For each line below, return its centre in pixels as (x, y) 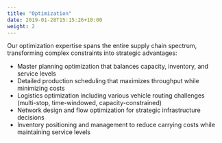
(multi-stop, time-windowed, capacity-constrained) (89, 103)
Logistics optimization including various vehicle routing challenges (111, 96)
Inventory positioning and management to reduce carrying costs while (116, 125)
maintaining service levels (54, 132)
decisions (30, 118)
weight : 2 (21, 26)
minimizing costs (41, 88)
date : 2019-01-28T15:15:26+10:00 (55, 20)
